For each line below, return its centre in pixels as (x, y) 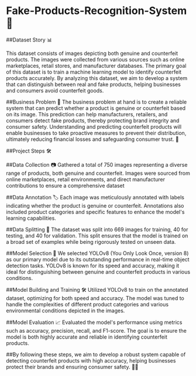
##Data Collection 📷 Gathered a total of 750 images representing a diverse (97, 164)
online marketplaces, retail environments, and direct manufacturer (86, 179)
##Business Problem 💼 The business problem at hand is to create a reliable (97, 102)
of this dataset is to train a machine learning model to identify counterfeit (94, 72)
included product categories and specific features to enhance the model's (95, 212)
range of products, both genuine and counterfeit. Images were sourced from (98, 173)
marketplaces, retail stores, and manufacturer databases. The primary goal (96, 65)
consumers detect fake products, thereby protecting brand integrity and (93, 120)
